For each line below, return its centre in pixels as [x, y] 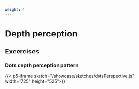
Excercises [22, 52]
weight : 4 [15, 9]
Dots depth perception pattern [42, 65]
